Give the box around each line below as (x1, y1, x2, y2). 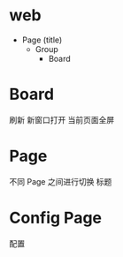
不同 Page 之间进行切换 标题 (9, 176, 112, 186)
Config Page (9, 208, 103, 228)
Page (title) (21, 34, 63, 45)
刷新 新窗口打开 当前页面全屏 (9, 114, 115, 125)
